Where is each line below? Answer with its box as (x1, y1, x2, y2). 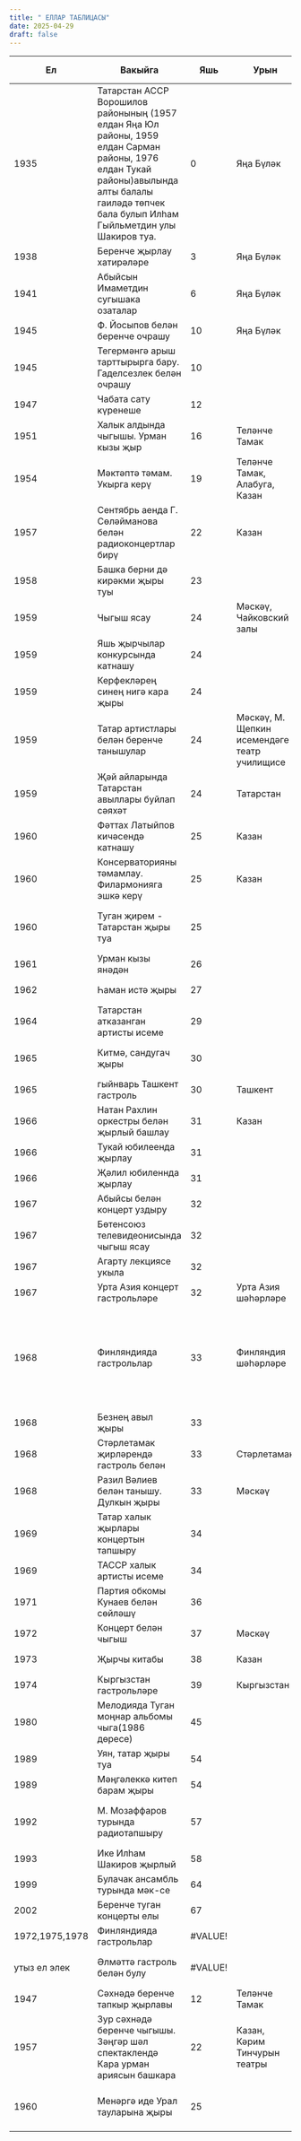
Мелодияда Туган (97, 1699, 175, 1711)
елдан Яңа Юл (97, 118, 159, 131)
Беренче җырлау (97, 245, 172, 257)
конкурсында (97, 648, 157, 661)
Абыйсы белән (97, 1192, 161, 1205)
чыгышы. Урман (97, 430, 168, 442)
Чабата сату (97, 393, 150, 405)
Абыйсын (97, 271, 139, 283)
